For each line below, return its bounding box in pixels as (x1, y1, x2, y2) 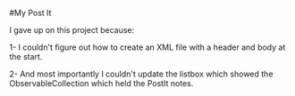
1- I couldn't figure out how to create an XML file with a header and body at (9, 42, 286, 52)
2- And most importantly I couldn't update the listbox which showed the (9, 68, 274, 79)
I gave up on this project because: (9, 25, 135, 35)
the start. (9, 52, 43, 61)
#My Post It (9, 8, 52, 18)
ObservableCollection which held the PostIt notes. (9, 78, 194, 88)
